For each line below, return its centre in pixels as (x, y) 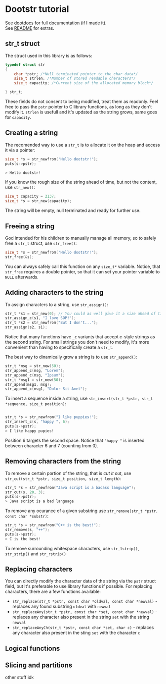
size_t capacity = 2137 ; (31, 197)
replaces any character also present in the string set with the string (81, 617)
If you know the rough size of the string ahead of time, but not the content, (81, 182)
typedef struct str (25, 65)
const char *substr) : (27, 516)
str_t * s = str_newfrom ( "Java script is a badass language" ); (70, 487)
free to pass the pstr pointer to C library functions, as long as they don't (79, 107)
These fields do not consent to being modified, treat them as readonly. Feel (82, 102)
